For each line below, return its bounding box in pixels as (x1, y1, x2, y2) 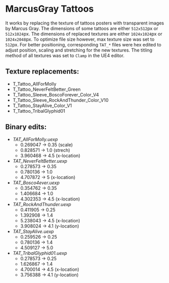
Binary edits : (5, 123, 47, 132)
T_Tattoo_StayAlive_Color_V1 (12, 102, 73, 109)
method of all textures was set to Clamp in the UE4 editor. (5, 52, 125, 59)
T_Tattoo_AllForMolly (12, 81, 57, 87)
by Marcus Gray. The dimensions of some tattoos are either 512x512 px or (5, 25, 158, 31)
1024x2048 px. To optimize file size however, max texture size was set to (5, 36, 155, 42)
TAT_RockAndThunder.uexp (12, 201, 71, 207)
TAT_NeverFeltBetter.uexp (12, 158, 67, 164)
